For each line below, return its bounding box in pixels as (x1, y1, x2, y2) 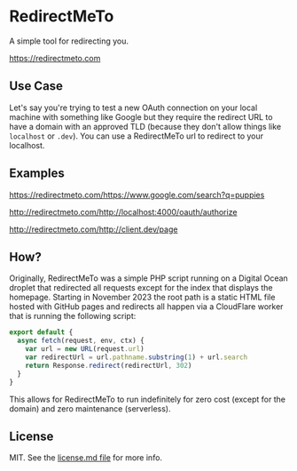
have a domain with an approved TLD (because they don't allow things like (9, 121, 282, 132)
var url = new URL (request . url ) (25, 345, 145, 354)
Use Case (9, 78, 64, 94)
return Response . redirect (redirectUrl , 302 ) (25, 361, 192, 370)
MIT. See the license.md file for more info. (9, 452, 162, 463)
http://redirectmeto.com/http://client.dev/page (9, 224, 178, 235)
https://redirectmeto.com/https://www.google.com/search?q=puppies (9, 189, 265, 200)
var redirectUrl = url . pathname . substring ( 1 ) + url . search (25, 353, 248, 362)
